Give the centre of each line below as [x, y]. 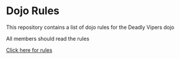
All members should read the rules [48, 38]
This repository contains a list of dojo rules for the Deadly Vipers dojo [90, 27]
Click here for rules [29, 50]
